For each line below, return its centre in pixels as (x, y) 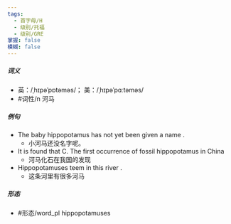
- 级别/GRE (29, 34)
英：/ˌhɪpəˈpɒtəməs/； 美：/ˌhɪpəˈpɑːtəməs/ (81, 90)
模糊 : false (24, 47)
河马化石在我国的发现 (59, 159)
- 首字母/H (28, 21)
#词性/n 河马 (36, 98)
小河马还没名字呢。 (57, 143)
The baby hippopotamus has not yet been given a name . (101, 134)
